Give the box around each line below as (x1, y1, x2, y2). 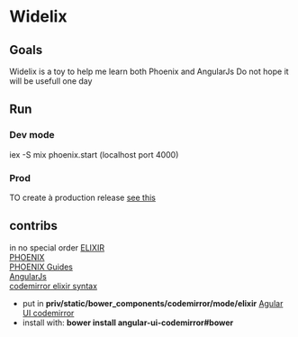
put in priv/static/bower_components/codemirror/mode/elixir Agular (22, 297, 284, 308)
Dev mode (9, 129, 55, 141)
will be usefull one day (9, 76, 93, 87)
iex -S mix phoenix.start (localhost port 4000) (9, 149, 179, 159)
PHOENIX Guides (9, 261, 74, 272)
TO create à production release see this (9, 192, 156, 203)
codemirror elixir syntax (9, 280, 97, 291)
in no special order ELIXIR (9, 241, 105, 253)
